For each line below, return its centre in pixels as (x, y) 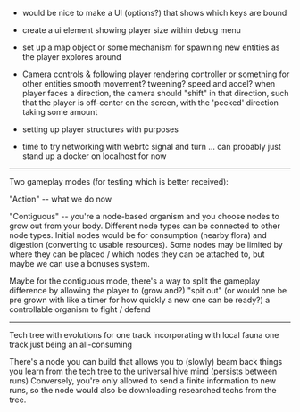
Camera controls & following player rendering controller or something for (156, 74)
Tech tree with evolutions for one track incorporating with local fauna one (144, 335)
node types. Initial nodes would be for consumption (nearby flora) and (138, 235)
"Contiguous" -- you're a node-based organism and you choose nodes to (144, 216)
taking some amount (60, 112)
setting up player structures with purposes (100, 129)
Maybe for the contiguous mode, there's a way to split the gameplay (135, 281)
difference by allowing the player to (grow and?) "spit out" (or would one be (148, 290)
